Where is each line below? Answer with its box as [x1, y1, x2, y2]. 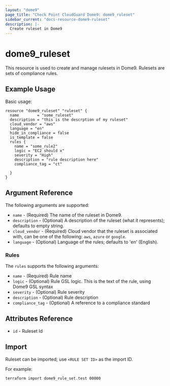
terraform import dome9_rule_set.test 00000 [5, 376, 101, 381]
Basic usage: [5, 98, 32, 104]
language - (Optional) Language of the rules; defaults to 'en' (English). [12, 239, 158, 245]
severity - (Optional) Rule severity [12, 289, 85, 295]
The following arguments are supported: [5, 202, 90, 208]
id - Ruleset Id [12, 328, 43, 334]
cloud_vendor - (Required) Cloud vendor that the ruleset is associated [12, 228, 158, 234]
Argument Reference [5, 189, 73, 197]
